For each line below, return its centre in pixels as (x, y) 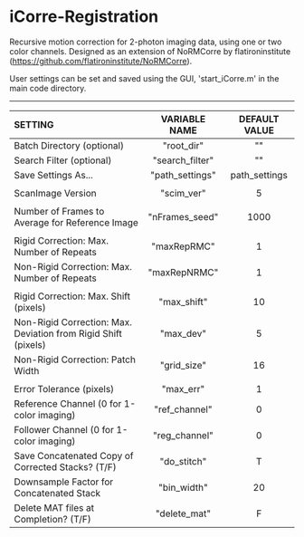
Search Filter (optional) (63, 160)
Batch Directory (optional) (69, 145)
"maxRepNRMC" (183, 272)
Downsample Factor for (64, 482)
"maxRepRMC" (183, 246)
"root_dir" (183, 145)
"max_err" (183, 388)
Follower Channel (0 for (64, 429)
